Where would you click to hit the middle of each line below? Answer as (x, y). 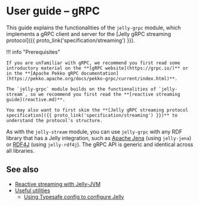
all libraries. (20, 150)
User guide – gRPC (53, 11)
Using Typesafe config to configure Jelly (74, 196)
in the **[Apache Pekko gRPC (42, 73)
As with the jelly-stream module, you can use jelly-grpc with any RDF (94, 131)
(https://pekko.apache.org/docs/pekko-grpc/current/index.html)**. (92, 78)
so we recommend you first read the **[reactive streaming (105, 94)
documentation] (100, 73)
